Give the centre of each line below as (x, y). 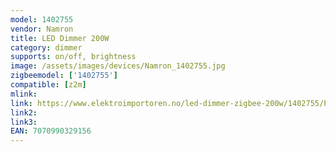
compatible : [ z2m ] (48, 85)
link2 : (24, 112)
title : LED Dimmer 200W (60, 38)
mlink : (24, 94)
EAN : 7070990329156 (51, 131)
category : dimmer (46, 47)
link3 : (24, 122)
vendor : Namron (42, 29)
